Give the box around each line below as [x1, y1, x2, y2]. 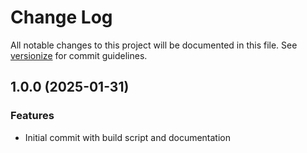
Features [10, 109, 55, 123]
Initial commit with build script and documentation [24, 131, 231, 143]
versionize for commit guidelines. [10, 49, 148, 61]
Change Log [10, 6, 113, 29]
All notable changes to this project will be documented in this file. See [10, 39, 298, 51]
